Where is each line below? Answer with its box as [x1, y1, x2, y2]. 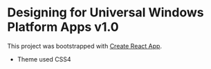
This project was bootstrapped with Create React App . [7, 42, 163, 50]
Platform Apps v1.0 [7, 19, 119, 35]
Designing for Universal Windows [7, 5, 204, 20]
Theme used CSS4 [17, 55, 71, 63]
